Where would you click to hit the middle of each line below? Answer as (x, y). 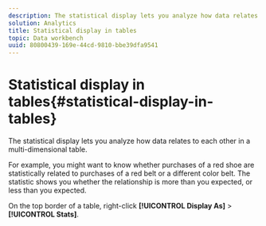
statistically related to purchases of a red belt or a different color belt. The (129, 173)
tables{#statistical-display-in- (111, 102)
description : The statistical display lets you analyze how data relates (133, 16)
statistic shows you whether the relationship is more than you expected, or (131, 182)
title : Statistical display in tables (72, 30)
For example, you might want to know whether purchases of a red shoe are (131, 165)
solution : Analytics (43, 23)
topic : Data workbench (46, 38)
